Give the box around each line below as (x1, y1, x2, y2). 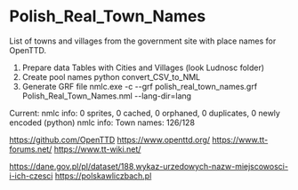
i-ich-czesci (9, 170, 53, 181)
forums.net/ (9, 144, 52, 154)
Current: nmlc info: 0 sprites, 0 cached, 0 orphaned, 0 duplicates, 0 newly (9, 107, 280, 118)
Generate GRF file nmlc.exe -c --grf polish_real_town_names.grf (21, 81, 258, 91)
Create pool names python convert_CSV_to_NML (21, 71, 201, 82)
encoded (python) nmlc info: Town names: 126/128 (9, 117, 196, 128)
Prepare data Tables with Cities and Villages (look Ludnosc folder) (21, 62, 265, 73)
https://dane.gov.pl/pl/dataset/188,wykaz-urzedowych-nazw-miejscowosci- (9, 161, 289, 171)
